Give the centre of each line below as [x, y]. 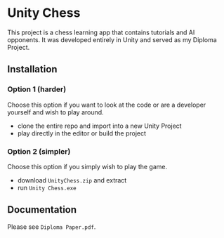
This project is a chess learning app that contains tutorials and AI [101, 32]
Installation [32, 69]
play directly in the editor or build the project [81, 133]
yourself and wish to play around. [55, 112]
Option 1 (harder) [37, 89]
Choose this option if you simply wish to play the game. [87, 166]
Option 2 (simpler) [39, 151]
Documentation [42, 210]
